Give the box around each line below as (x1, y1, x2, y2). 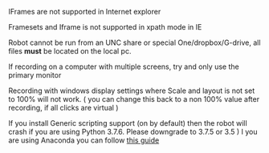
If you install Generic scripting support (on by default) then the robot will (8, 119, 247, 127)
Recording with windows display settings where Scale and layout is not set (8, 86, 255, 95)
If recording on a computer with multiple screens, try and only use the (8, 62, 239, 71)
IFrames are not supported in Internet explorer (8, 7, 161, 16)
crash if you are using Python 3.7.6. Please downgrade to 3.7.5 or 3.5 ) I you (8, 127, 259, 136)
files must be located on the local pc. (8, 46, 132, 55)
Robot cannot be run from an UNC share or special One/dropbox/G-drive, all (8, 38, 261, 47)
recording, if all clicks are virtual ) (8, 103, 119, 112)
